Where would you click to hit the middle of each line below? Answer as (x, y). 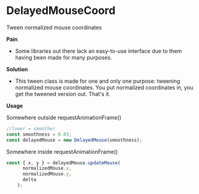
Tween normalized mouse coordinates (54, 27)
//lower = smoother (31, 128)
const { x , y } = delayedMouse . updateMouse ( (63, 163)
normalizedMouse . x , (47, 168)
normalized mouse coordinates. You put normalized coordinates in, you (104, 87)
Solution (17, 69)
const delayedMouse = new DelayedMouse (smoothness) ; (74, 140)
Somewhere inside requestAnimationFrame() (62, 151)
